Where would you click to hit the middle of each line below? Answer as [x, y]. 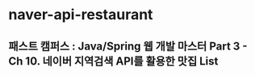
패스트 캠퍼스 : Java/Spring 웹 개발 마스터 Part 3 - [128, 46]
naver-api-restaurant [81, 15]
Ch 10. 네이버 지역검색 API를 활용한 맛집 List [113, 61]
